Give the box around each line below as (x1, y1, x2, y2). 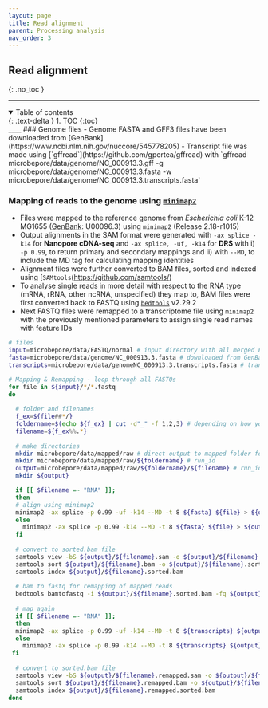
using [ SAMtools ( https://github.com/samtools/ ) (19, 273, 172, 282)
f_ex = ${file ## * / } (15, 412, 73, 421)
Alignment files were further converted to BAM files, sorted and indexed (19, 264, 257, 273)
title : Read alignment (8, 19, 84, 27)
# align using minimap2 (15, 501, 94, 509)
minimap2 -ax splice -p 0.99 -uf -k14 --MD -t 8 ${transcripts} (15, 627, 234, 635)
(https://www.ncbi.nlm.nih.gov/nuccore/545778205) (8, 141, 180, 151)
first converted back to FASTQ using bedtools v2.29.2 (19, 298, 197, 308)
